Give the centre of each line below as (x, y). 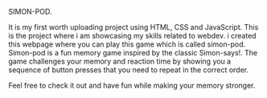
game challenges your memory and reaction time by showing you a (120, 61)
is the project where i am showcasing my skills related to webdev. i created (132, 36)
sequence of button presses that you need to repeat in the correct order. (129, 70)
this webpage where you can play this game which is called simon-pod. (127, 44)
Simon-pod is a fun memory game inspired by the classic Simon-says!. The (133, 53)
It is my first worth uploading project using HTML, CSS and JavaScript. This (133, 27)
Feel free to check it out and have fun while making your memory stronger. (132, 85)
